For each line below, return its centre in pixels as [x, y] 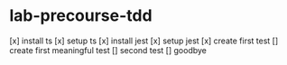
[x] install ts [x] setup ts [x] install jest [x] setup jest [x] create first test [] [144, 41]
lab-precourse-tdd [81, 16]
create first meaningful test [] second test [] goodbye [108, 50]
